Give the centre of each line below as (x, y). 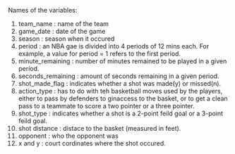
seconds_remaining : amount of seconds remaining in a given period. (119, 76)
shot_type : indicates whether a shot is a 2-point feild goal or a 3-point (121, 113)
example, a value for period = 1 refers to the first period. (100, 53)
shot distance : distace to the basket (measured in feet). (100, 128)
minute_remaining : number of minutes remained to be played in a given (122, 61)
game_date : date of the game (62, 31)
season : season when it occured (66, 39)
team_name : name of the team (63, 24)
